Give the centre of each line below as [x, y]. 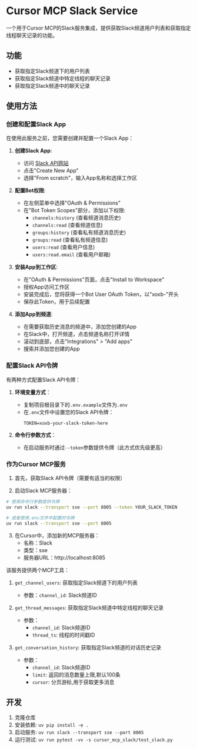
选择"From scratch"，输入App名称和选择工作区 [80, 178]
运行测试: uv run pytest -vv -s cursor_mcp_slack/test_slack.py [94, 740]
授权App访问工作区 [46, 287]
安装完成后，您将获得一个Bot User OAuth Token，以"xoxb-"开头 [101, 294]
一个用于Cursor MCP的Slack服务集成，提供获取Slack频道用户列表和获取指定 [98, 28]
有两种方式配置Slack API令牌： [44, 380]
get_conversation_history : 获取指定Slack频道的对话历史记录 [88, 647]
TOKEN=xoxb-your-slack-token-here [66, 423]
